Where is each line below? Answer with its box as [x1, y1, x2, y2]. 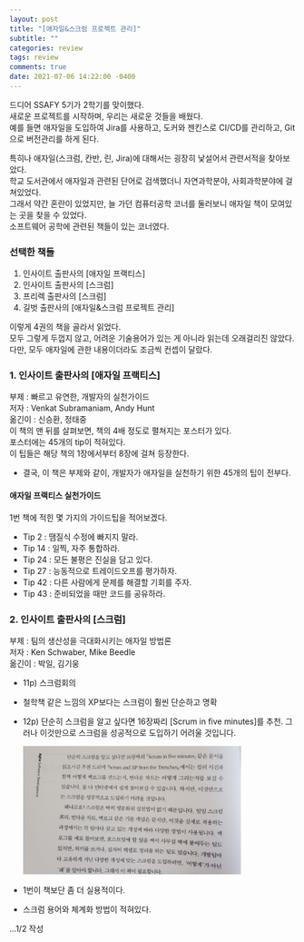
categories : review [9, 44, 83, 53]
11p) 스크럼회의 [22, 677, 77, 688]
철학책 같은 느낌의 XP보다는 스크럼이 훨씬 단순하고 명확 [22, 696, 218, 708]
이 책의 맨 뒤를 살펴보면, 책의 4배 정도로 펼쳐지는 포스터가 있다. [9, 425, 232, 436]
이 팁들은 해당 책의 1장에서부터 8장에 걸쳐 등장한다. [9, 448, 190, 459]
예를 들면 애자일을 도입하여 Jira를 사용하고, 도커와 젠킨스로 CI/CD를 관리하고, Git [9, 122, 296, 133]
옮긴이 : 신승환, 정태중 [9, 414, 87, 425]
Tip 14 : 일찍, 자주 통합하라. [22, 542, 121, 553]
